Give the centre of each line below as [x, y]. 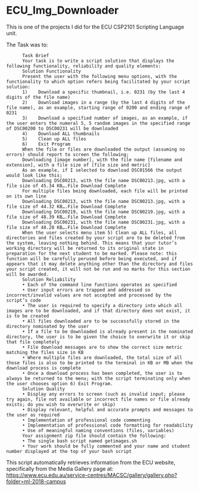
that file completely [33, 342]
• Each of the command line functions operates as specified [99, 284]
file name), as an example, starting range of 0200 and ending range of [98, 108]
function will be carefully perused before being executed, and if [92, 259]
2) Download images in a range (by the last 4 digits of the [103, 102]
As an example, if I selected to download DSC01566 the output [102, 170]
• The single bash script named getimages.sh [79, 441]
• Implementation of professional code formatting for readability [108, 425]
